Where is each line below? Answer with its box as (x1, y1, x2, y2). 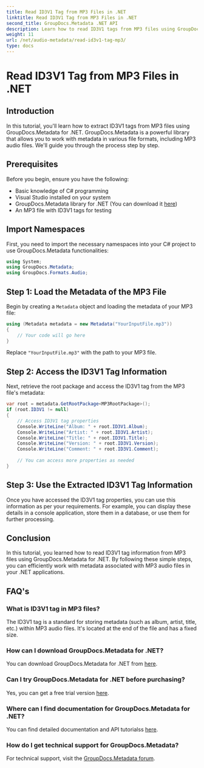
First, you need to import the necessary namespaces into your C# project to (6, 240, 196, 247)
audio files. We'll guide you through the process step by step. (6, 141, 160, 149)
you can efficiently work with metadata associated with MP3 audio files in (6, 562, 191, 569)
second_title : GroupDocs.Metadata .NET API (6, 20, 118, 26)
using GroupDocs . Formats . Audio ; (6, 270, 88, 276)
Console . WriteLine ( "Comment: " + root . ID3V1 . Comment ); (17, 446, 159, 452)
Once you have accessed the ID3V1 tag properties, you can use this (6, 496, 176, 503)
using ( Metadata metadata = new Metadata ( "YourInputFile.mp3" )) (6, 320, 172, 327)
